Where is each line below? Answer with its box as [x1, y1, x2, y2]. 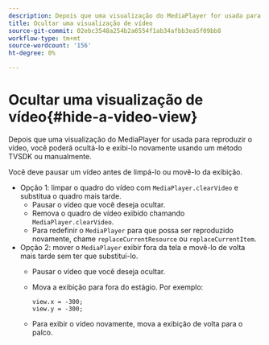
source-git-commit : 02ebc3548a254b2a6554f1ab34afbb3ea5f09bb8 [8, 27, 221, 35]
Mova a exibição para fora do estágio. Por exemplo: [31, 282, 204, 292]
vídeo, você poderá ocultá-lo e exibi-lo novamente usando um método [8, 142, 242, 153]
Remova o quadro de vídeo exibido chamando [31, 208, 185, 218]
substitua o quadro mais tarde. [19, 191, 122, 201]
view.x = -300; [31, 298, 83, 306]
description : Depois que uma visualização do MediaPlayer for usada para [8, 11, 262, 20]
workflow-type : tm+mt [8, 34, 81, 43]
